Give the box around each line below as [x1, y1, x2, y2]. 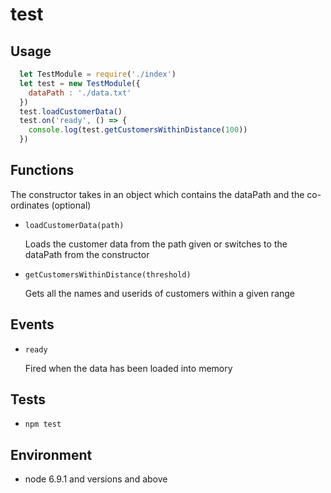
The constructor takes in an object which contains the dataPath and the [10, 188, 305, 200]
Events [10, 316, 55, 333]
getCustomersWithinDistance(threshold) [24, 269, 192, 280]
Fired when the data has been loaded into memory [24, 362, 233, 374]
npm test [24, 419, 62, 430]
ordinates [10, 199, 50, 211]
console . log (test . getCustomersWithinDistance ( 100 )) [28, 125, 248, 135]
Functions [10, 162, 75, 179]
